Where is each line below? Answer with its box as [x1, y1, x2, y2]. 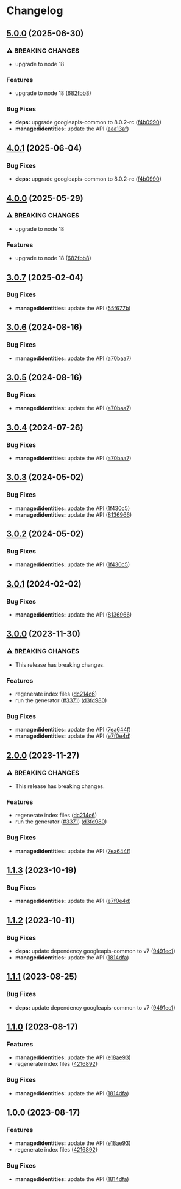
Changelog [6, 4, 63, 18]
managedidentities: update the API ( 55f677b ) [15, 304, 131, 312]
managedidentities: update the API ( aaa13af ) [15, 125, 129, 132]
